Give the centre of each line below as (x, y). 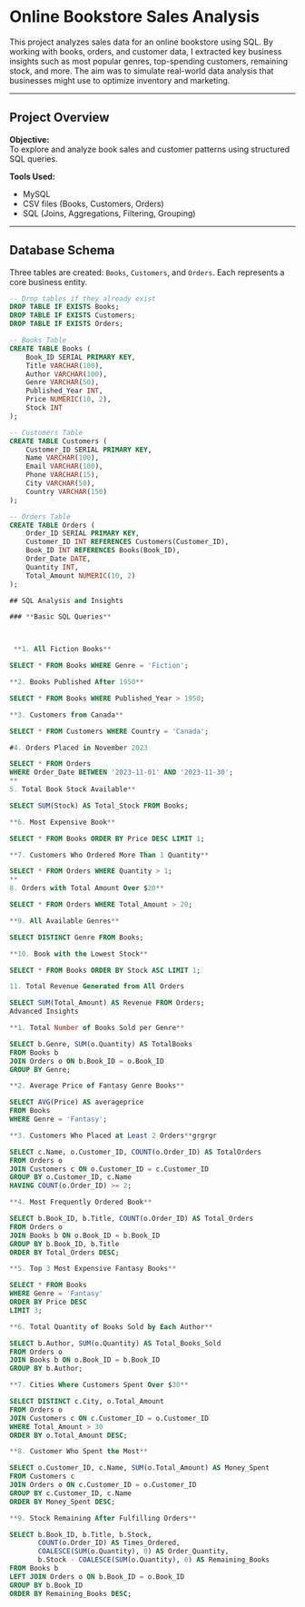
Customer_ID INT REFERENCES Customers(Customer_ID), (128, 542)
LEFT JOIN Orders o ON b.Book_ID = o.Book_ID (97, 1577)
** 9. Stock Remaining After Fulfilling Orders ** (103, 1518)
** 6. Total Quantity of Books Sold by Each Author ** (111, 1327)
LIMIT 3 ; (26, 1310)
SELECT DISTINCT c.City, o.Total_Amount (87, 1402)
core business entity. (49, 282)
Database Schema (62, 250)
